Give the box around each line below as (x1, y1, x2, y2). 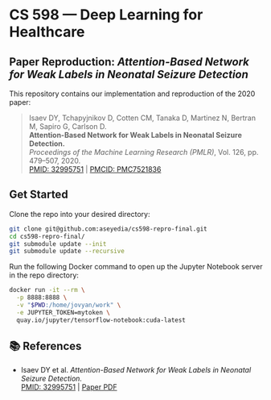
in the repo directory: (9, 270, 80, 280)
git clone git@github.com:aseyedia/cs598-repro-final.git (9, 224, 207, 233)
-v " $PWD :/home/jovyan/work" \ (16, 301, 121, 310)
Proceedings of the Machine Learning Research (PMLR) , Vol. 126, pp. (28, 148, 259, 156)
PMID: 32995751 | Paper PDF (20, 381, 117, 392)
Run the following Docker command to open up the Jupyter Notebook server (9, 262, 263, 272)
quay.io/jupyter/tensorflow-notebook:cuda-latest (16, 316, 186, 324)
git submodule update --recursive (9, 248, 125, 256)
